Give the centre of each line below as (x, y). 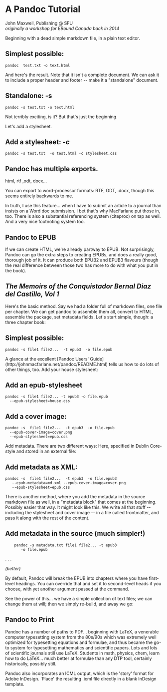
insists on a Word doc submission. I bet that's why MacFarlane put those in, (83, 211)
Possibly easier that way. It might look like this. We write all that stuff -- (78, 507)
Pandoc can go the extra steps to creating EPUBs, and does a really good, (81, 255)
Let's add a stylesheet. (29, 126)
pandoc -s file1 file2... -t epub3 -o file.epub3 (61, 479)
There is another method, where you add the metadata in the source (75, 497)
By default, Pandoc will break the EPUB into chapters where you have (77, 578)
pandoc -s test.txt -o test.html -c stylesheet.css (61, 154)
